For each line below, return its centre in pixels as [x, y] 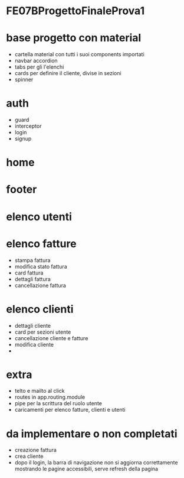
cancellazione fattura [40, 285]
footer [22, 190]
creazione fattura [36, 450]
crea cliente [29, 456]
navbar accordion [36, 61]
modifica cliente [34, 344]
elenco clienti [40, 309]
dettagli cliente [33, 325]
